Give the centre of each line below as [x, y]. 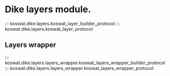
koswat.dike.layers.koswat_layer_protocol [49, 29]
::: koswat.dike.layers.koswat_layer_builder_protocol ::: [62, 23]
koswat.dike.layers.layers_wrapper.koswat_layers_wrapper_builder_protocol [85, 63]
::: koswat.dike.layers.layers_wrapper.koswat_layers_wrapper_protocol [79, 68]
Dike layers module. [48, 9]
